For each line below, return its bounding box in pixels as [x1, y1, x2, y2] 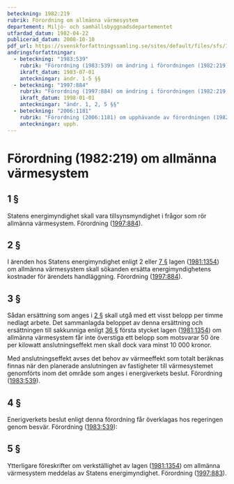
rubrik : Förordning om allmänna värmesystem [7, 17, 139, 24]
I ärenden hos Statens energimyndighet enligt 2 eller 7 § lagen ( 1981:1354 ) [7, 257, 219, 266]
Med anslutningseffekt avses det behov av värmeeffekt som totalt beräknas [7, 354, 224, 363]
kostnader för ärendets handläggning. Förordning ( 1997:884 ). [7, 273, 183, 281]
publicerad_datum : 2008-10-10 [7, 36, 95, 43]
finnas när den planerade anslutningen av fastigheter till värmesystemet [7, 362, 214, 370]
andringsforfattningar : [7, 50, 77, 56]
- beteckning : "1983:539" [13, 56, 89, 63]
